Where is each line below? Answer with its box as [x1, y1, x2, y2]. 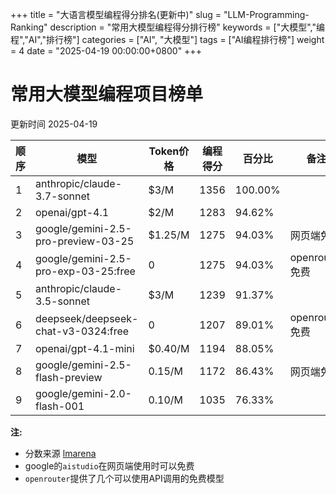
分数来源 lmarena [24, 447, 97, 459]
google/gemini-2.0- [35, 386, 132, 400]
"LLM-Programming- [223, 9, 310, 20]
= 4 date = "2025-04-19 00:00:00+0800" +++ [10, 45, 202, 57]
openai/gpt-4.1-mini [35, 341, 135, 355]
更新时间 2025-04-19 [10, 118, 98, 130]
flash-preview [35, 370, 103, 384]
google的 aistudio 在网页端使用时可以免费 [24, 459, 195, 472]
